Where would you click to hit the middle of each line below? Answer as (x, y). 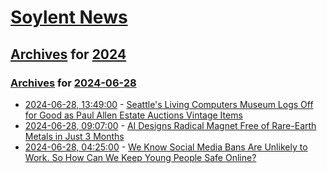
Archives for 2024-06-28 (73, 83)
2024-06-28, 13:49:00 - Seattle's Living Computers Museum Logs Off (169, 104)
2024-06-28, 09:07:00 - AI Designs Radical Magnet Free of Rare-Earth (170, 125)
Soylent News (69, 17)
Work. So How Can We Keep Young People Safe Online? (140, 157)
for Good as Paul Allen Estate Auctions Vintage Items (133, 115)
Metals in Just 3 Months (74, 136)
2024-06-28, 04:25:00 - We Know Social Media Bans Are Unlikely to (166, 147)
